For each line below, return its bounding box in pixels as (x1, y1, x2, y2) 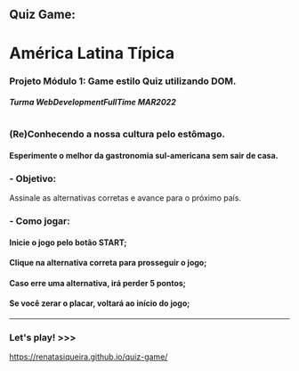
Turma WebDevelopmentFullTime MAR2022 (9, 97, 176, 108)
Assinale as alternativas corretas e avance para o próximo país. (9, 193, 242, 203)
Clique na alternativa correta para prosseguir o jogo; (9, 258, 207, 268)
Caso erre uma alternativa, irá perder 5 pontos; (9, 277, 187, 288)
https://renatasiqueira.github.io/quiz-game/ (9, 351, 168, 362)
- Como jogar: (9, 215, 70, 227)
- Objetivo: (9, 172, 57, 185)
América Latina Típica (9, 43, 175, 63)
